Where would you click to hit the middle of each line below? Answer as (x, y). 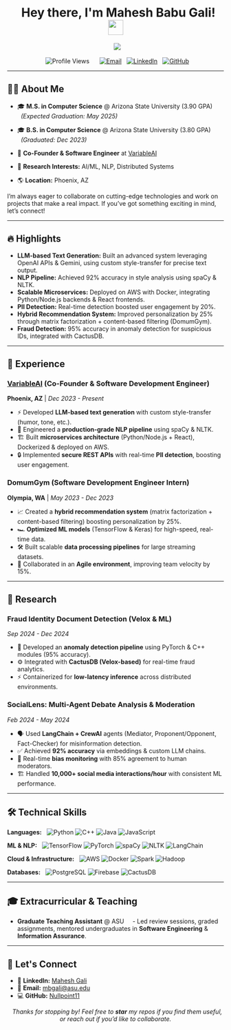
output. (27, 270)
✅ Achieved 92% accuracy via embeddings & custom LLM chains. (111, 750)
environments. (37, 687)
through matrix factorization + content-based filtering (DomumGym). (114, 321)
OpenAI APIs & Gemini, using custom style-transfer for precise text (112, 262)
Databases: (24, 872)
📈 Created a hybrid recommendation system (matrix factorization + (115, 512)
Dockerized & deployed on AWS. (63, 447)
